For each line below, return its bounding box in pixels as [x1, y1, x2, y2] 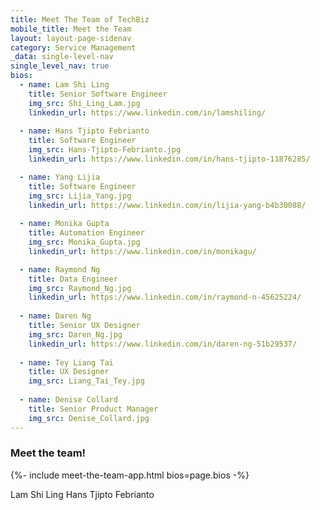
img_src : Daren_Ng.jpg [28, 329, 123, 340]
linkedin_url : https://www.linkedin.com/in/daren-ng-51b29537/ [28, 339, 298, 349]
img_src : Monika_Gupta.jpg [28, 237, 141, 247]
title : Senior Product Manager [28, 404, 159, 414]
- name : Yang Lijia [19, 172, 101, 182]
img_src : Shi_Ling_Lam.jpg [28, 98, 141, 108]
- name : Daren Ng [19, 311, 92, 321]
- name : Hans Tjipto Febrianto [19, 126, 150, 136]
